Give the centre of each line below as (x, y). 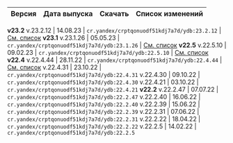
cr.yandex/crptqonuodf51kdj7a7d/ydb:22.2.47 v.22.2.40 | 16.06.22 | (104, 97)
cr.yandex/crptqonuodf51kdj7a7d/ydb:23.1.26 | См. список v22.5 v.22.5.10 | (117, 45)
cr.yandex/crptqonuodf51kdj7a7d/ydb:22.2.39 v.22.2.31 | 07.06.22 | (103, 111)
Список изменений (169, 14)
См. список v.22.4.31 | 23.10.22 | (55, 67)
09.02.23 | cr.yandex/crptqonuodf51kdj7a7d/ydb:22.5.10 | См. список (108, 52)
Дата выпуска (68, 14)
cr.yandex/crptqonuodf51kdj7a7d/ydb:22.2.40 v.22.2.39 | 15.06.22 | (104, 104)
